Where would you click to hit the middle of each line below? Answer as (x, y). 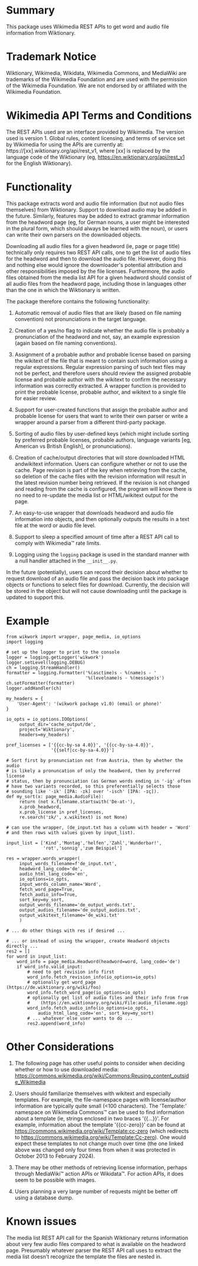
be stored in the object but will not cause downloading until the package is (96, 591)
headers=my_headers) (44, 734)
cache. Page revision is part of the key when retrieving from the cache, (101, 470)
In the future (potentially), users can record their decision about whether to (97, 572)
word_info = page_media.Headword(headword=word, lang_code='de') (99, 961)
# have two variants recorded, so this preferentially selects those (93, 786)
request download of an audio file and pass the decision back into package (97, 578)
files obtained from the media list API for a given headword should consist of (99, 277)
